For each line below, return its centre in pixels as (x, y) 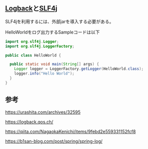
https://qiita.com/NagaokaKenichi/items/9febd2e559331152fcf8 (71, 131)
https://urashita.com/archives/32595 (43, 112)
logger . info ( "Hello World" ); (44, 73)
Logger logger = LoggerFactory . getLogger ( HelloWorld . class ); (79, 69)
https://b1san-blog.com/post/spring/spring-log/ (54, 141)
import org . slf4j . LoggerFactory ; (40, 46)
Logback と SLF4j (31, 8)
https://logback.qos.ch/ (29, 121)
